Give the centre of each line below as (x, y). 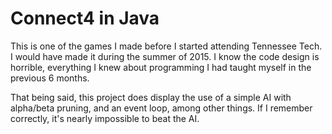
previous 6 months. (50, 78)
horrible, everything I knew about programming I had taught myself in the (161, 67)
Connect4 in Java (85, 18)
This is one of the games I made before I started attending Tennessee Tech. (166, 46)
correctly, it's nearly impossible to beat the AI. (105, 118)
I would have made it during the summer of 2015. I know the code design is (165, 56)
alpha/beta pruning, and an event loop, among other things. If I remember (161, 108)
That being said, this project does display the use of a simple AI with (151, 97)
